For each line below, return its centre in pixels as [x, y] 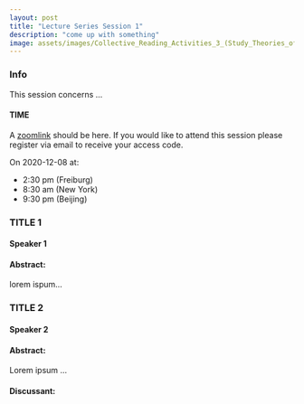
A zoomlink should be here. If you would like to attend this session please [146, 135]
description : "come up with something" [85, 34]
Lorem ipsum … [38, 371]
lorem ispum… [36, 285]
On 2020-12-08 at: [44, 162]
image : [22, 43]
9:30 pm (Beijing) [55, 199]
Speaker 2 [29, 329]
